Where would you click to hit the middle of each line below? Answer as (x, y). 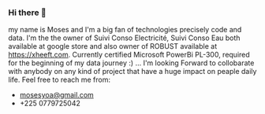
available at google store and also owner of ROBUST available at (113, 46)
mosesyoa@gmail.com (57, 95)
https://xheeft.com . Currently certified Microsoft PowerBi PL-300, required (129, 55)
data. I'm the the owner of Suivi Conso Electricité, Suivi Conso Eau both (124, 38)
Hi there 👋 (28, 13)
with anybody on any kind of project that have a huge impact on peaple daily (132, 72)
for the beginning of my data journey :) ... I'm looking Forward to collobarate (131, 63)
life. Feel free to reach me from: (59, 80)
